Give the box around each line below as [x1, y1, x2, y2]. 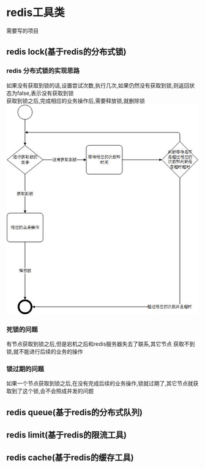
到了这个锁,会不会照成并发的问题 [11, 387, 94, 395]
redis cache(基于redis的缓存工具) [6, 453, 134, 463]
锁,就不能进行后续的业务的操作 [6, 347, 84, 355]
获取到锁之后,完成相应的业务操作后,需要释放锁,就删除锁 [6, 97, 146, 104]
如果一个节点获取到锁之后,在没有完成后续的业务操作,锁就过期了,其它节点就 [6, 380, 194, 387]
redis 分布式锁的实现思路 [6, 67, 80, 75]
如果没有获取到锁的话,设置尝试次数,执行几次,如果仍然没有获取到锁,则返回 [6, 81, 190, 89]
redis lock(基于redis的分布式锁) [6, 47, 127, 57]
